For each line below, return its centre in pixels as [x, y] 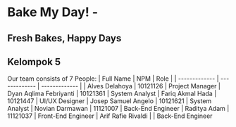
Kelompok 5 [34, 61]
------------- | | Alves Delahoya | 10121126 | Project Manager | [131, 86]
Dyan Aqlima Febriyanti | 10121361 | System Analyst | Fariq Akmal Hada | [112, 94]
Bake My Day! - [53, 12]
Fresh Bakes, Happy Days [64, 38]
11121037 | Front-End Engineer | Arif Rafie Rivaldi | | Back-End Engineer [110, 116]
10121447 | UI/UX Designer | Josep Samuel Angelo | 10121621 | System [110, 101]
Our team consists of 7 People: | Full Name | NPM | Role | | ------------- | [113, 79]
